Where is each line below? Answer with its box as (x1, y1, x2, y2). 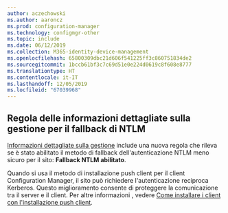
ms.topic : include (7, 36, 60, 43)
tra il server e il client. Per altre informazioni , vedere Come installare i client (7, 190, 221, 199)
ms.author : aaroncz (7, 16, 63, 23)
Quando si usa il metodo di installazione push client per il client (7, 169, 185, 177)
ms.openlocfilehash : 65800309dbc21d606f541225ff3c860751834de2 (7, 55, 192, 62)
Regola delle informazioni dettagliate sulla (7, 112, 191, 124)
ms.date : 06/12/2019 (7, 42, 67, 49)
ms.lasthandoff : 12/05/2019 (7, 80, 88, 87)
